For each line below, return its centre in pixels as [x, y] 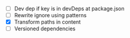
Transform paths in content [47, 22]
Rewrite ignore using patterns [50, 15]
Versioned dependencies [45, 28]
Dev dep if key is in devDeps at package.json [69, 9]
